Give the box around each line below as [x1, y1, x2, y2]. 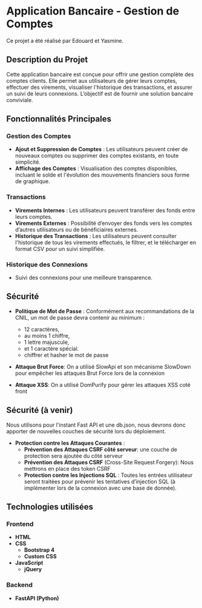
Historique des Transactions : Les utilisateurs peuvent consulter [15, 232, 177, 239]
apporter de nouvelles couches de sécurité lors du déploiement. [6, 427, 166, 435]
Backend [6, 581, 33, 589]
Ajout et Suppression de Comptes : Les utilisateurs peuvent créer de [15, 146, 189, 153]
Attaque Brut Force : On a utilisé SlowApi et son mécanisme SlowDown [15, 363, 192, 370]
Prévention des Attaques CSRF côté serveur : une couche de [24, 445, 177, 453]
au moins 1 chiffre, [24, 332, 70, 339]
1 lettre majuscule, [24, 338, 70, 346]
